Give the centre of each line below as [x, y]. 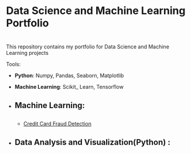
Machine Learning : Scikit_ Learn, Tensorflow [69, 87]
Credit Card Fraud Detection [57, 124]
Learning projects [27, 53]
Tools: [13, 64]
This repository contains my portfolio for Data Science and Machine [88, 47]
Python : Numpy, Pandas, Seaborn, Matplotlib [69, 76]
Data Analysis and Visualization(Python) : [93, 142]
